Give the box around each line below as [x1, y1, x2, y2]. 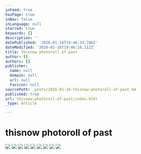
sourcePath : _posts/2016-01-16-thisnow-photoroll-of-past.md [5, 87, 136, 92]
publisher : [5, 63, 28, 68]
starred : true [5, 26, 35, 31]
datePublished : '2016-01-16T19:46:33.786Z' [5, 40, 98, 45]
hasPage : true [5, 12, 35, 17]
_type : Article [5, 101, 37, 106]
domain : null [10, 73, 37, 78]
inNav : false [5, 17, 33, 22]
